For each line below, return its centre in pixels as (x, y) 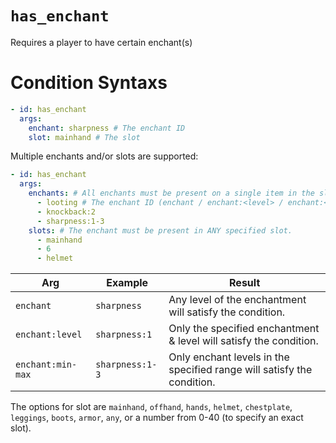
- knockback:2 (66, 212)
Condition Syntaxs (89, 83)
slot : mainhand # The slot (84, 137)
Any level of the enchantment (237, 300)
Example (127, 283)
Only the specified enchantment (244, 329)
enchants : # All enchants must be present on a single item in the (171, 193)
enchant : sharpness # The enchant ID (107, 128)
